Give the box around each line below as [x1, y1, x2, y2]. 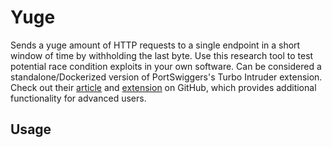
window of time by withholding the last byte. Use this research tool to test [10, 49, 314, 61]
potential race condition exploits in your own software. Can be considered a [10, 60, 322, 72]
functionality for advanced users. [10, 92, 147, 104]
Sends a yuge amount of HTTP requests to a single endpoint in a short [10, 39, 301, 51]
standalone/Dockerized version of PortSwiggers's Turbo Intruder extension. [10, 71, 323, 83]
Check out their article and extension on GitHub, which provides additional [10, 81, 317, 93]
